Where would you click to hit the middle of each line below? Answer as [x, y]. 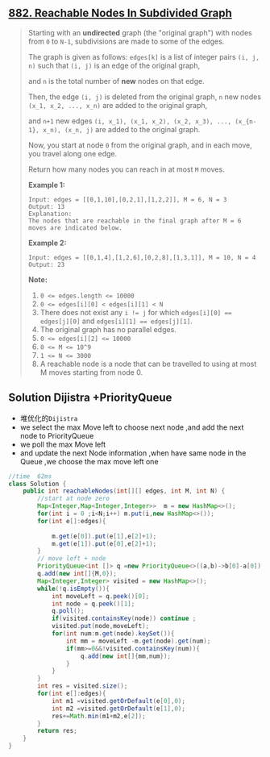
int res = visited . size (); [83, 686]
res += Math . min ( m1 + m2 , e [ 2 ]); [99, 716]
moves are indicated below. [75, 228]
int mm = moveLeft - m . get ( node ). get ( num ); [138, 641]
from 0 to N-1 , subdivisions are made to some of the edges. [126, 41]
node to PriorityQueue [57, 435]
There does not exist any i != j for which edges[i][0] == [136, 312]
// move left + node [72, 559]
